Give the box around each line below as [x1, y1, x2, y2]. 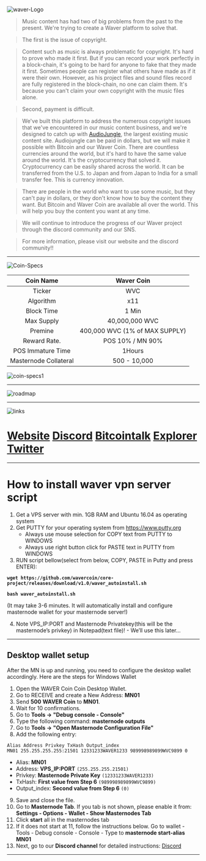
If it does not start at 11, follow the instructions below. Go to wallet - [15, 822, 185, 830]
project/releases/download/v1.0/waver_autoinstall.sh [7, 580, 147, 586]
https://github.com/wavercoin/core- [20, 575, 114, 581]
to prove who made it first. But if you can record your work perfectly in [21, 55, 200, 61]
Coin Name [25, 277, 59, 285]
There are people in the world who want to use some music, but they [21, 188, 196, 195]
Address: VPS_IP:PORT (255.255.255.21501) [15, 765, 129, 772]
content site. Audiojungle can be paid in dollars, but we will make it [21, 137, 190, 144]
